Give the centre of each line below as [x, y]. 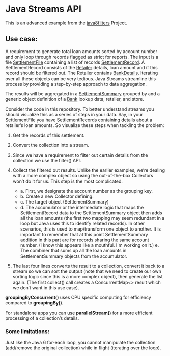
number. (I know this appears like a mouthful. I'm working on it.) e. [90, 245]
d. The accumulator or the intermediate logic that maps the [82, 207]
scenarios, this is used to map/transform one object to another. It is [91, 229]
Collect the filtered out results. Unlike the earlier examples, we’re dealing [89, 170]
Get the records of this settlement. [49, 135]
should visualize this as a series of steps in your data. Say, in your [74, 114]
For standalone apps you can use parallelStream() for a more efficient [79, 313]
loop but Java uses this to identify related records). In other [82, 223]
